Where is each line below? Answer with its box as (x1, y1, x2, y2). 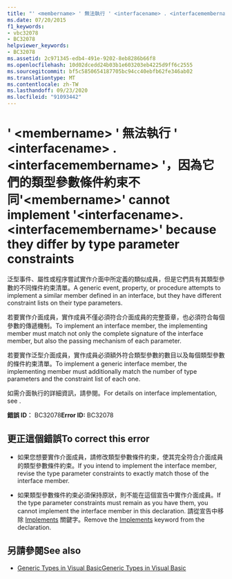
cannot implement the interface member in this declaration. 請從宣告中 (17, 506, 218, 515)
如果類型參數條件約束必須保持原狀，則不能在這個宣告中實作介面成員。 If (17, 491, 221, 499)
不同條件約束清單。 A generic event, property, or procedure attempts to (19, 283, 221, 292)
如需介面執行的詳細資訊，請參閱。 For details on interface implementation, (7, 388, 217, 397)
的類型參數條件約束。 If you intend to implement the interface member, (17, 461, 217, 470)
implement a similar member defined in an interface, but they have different (7, 291, 222, 299)
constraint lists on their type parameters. (7, 298, 123, 307)
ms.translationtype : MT (7, 74, 76, 82)
